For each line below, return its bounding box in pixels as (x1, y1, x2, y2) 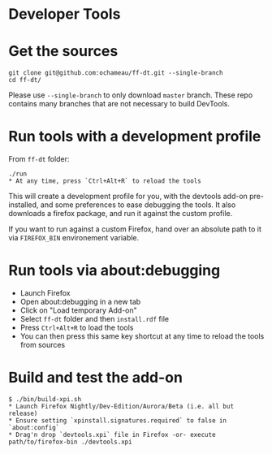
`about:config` (8, 423, 60, 431)
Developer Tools (8, 5, 121, 24)
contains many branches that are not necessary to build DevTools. (8, 99, 230, 109)
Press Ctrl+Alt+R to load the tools (19, 322, 134, 332)
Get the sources (8, 42, 119, 61)
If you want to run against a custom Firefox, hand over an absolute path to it (8, 224, 262, 234)
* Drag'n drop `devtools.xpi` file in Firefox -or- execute (8, 430, 217, 439)
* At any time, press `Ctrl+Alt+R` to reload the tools (8, 177, 201, 185)
